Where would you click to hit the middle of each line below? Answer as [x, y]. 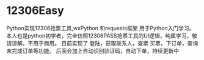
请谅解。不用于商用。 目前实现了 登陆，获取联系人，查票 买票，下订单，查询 [102, 43]
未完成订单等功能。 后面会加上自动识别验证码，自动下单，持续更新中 [93, 51]
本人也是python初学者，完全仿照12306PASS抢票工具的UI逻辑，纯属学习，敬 [102, 35]
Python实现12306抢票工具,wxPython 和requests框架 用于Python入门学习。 [100, 28]
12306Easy [35, 11]
